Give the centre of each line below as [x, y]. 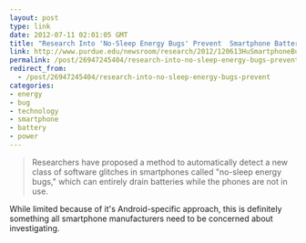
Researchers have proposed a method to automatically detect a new [160, 162]
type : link [30, 26]
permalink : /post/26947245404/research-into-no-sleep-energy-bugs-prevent [154, 60]
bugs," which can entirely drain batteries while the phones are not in [160, 181]
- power [24, 137]
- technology [34, 111]
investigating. [35, 228]
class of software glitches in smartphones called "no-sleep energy [157, 172]
